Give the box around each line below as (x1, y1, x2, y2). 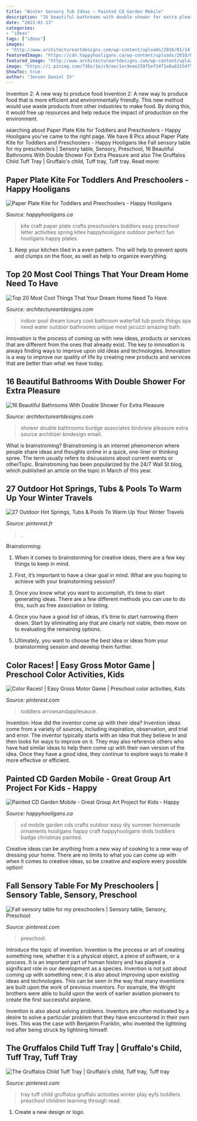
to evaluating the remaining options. (14, 626, 101, 633)
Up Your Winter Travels (6, 493, 93, 503)
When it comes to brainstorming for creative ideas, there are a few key (14, 554, 185, 561)
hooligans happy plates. (20, 234, 79, 241)
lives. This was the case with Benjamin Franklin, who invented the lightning (6, 1020, 186, 1027)
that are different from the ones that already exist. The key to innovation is (6, 341, 185, 348)
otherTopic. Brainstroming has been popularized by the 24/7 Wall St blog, (6, 461, 184, 468)
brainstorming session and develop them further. (14, 643, 133, 650)
